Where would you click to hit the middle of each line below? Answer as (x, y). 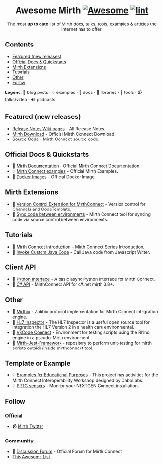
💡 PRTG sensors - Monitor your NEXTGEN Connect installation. (75, 386)
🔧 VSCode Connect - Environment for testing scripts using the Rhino (81, 332)
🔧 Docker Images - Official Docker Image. (54, 177)
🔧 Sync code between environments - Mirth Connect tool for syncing (81, 214)
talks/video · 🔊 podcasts (30, 99)
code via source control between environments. (60, 220)
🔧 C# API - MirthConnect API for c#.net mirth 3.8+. (63, 284)
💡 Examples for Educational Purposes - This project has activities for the (85, 375)
